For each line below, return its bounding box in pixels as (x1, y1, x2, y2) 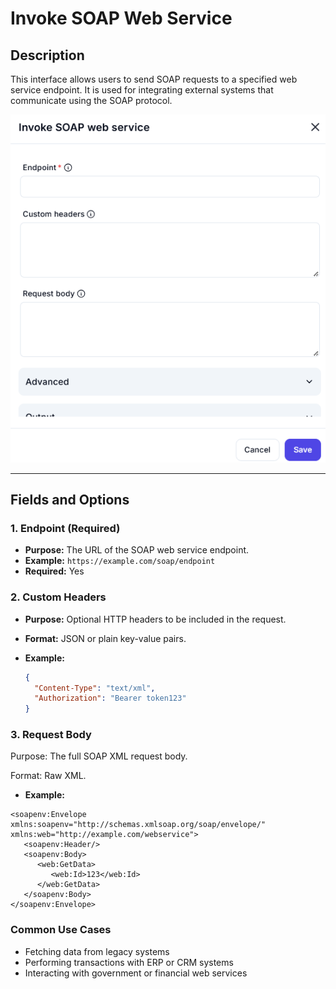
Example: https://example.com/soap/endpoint (24, 555, 216, 567)
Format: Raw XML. (10, 770, 87, 782)
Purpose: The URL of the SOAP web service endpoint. (24, 544, 250, 556)
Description (10, 47, 85, 64)
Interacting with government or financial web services (24, 967, 248, 979)
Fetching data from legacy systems (24, 945, 170, 957)
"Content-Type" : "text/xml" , (34, 683, 156, 693)
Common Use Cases (10, 923, 112, 937)
